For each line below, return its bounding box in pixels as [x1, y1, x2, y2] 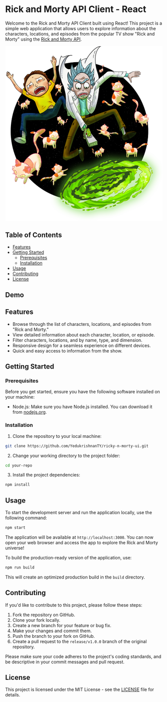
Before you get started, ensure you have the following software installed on [5, 389, 160, 395]
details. [5, 692, 20, 698]
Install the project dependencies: [12, 472, 80, 478]
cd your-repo [5, 463, 32, 468]
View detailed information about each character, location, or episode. [12, 331, 155, 337]
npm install [5, 482, 30, 488]
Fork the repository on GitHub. [12, 612, 75, 618]
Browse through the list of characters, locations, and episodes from [12, 321, 151, 327]
